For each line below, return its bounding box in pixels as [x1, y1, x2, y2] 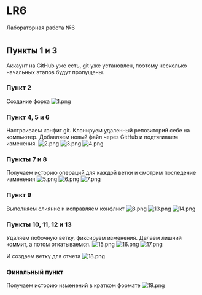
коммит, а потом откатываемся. [6, 240, 91, 248]
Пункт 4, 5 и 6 [6, 113, 50, 121]
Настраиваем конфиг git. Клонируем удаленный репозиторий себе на [6, 127, 190, 134]
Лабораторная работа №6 [6, 24, 76, 31]
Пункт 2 [6, 83, 32, 92]
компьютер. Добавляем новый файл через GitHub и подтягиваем [6, 133, 179, 141]
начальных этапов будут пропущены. [6, 68, 104, 75]
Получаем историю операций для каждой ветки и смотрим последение [6, 169, 196, 177]
